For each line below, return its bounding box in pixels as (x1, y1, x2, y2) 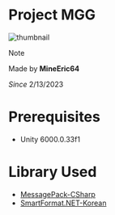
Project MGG (8, 6, 96, 24)
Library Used (8, 163, 97, 181)
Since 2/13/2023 (8, 79, 64, 89)
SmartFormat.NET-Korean (19, 198, 107, 208)
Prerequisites (8, 107, 101, 126)
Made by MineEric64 (8, 63, 80, 74)
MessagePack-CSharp (19, 189, 96, 199)
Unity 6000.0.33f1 (19, 134, 81, 144)
